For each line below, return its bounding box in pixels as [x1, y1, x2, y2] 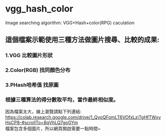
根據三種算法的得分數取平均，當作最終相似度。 [5, 96, 119, 103]
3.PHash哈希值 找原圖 [5, 82, 59, 89]
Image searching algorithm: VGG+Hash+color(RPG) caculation [5, 20, 135, 26]
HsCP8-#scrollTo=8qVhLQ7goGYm [5, 119, 78, 126]
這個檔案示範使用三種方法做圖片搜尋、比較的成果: [5, 36, 160, 44]
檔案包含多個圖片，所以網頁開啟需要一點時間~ [5, 125, 101, 131]
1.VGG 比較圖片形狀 [5, 52, 53, 59]
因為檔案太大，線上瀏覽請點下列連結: [5, 109, 82, 115]
